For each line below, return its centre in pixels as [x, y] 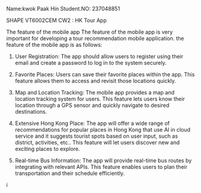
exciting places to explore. [47, 149]
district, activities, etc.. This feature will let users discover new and [97, 142]
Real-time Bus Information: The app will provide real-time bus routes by [103, 161]
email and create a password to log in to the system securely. [91, 63]
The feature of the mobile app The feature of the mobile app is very [89, 32]
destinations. [31, 112]
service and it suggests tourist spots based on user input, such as [96, 136]
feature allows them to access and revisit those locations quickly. [95, 81]
